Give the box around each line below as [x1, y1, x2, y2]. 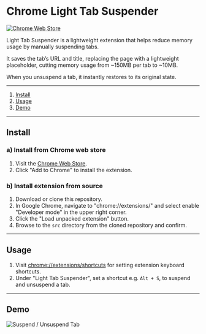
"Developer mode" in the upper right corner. [15, 208, 127, 216]
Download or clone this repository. [15, 195, 102, 203]
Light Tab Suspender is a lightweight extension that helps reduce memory [6, 36, 193, 44]
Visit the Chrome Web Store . [15, 159, 88, 167]
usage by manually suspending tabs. [6, 43, 99, 50]
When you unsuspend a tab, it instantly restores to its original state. [6, 73, 177, 80]
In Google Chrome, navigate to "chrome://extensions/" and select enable [15, 202, 199, 209]
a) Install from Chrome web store [6, 146, 106, 154]
